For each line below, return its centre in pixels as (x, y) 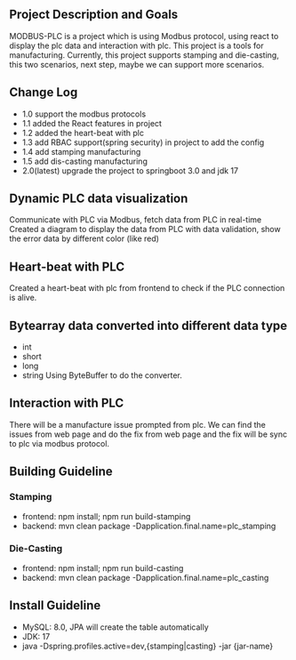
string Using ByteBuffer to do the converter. (102, 375)
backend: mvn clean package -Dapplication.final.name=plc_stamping (149, 526)
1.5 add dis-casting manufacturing (85, 161)
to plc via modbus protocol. (59, 443)
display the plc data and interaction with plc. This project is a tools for (136, 45)
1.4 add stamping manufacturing (81, 151)
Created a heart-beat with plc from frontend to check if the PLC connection (147, 288)
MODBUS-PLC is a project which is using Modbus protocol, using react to (144, 36)
